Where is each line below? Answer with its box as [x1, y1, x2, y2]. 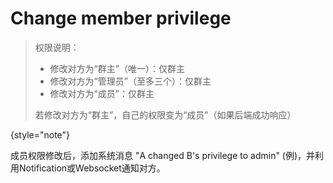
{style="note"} [10, 128, 71, 141]
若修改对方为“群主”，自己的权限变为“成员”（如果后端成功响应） [34, 108, 297, 121]
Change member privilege [10, 7, 232, 30]
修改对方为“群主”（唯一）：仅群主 [49, 62, 185, 74]
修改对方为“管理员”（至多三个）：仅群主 [49, 75, 212, 87]
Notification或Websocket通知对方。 [18, 162, 166, 174]
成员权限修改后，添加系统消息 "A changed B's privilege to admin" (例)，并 [10, 149, 316, 161]
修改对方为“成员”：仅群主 [49, 87, 155, 99]
